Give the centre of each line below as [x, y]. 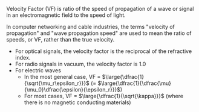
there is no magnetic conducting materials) [77, 102]
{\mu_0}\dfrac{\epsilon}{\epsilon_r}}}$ [72, 89]
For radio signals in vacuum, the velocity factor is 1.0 [80, 64]
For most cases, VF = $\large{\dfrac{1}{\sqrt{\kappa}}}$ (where [103, 96]
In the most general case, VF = [62, 77]
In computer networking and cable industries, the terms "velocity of [91, 27]
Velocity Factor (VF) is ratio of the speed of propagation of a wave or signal [100, 9]
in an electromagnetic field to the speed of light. [66, 15]
